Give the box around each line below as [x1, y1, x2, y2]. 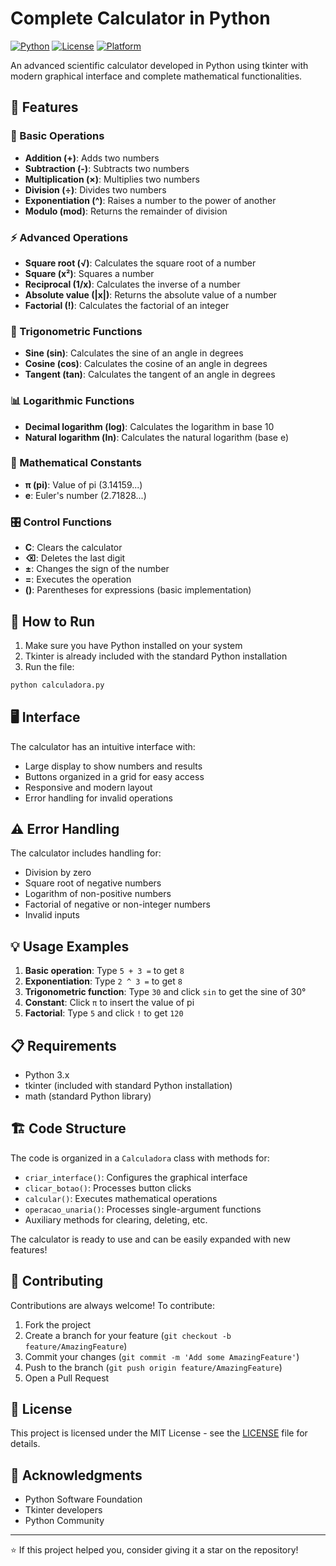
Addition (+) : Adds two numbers [24, 152, 160, 164]
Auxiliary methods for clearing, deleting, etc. [24, 1213, 208, 1226]
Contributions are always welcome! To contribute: [10, 1299, 215, 1311]
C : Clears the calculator [24, 542, 123, 554]
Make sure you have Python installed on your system [24, 639, 243, 651]
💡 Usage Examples [10, 938, 130, 955]
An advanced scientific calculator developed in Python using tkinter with [10, 59, 309, 71]
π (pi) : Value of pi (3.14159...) [24, 478, 143, 491]
